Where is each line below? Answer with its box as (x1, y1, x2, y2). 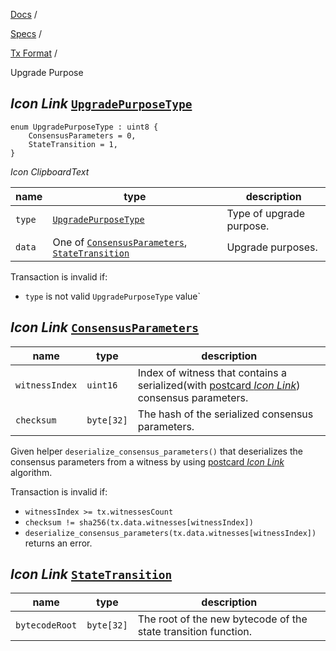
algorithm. (10, 466, 53, 478)
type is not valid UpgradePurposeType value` (24, 290, 202, 302)
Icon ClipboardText (10, 165, 90, 178)
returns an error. (24, 537, 93, 549)
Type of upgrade (226, 206, 306, 220)
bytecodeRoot (15, 620, 78, 631)
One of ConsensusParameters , (52, 235, 188, 249)
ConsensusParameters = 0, (28, 130, 137, 141)
